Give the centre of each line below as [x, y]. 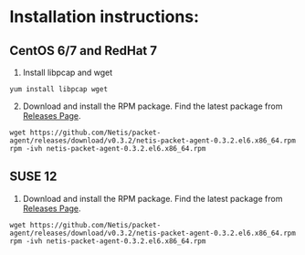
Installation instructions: [104, 17]
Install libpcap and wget [68, 72]
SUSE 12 [33, 177]
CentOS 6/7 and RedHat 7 [84, 51]
